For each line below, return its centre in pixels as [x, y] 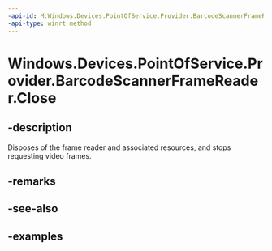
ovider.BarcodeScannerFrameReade [133, 81]
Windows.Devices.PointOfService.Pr [135, 64]
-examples [35, 236]
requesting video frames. [50, 155]
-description [40, 128]
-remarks [32, 181]
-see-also [33, 208]
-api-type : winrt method [50, 23]
